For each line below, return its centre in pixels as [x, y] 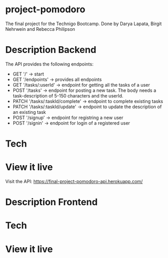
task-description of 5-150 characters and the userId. [68, 95]
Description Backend [51, 50]
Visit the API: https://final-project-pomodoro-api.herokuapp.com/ [74, 181]
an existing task [29, 112]
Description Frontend [51, 202]
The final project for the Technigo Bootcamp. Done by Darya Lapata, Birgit [84, 24]
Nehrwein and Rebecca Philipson [40, 29]
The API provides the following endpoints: [49, 64]
